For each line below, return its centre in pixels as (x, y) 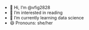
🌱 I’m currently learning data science (47, 18)
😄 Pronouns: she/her (31, 23)
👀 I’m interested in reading (36, 13)
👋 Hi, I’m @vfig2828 (30, 7)
